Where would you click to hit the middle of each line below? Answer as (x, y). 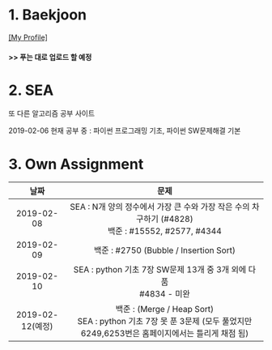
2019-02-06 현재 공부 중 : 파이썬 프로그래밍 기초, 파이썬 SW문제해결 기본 (125, 130)
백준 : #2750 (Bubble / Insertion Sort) (165, 250)
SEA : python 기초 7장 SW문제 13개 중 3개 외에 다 (165, 270)
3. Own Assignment (76, 164)
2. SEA (31, 90)
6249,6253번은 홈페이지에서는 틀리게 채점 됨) (165, 334)
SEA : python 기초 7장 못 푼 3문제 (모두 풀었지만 (165, 322)
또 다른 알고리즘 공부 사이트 (52, 113)
